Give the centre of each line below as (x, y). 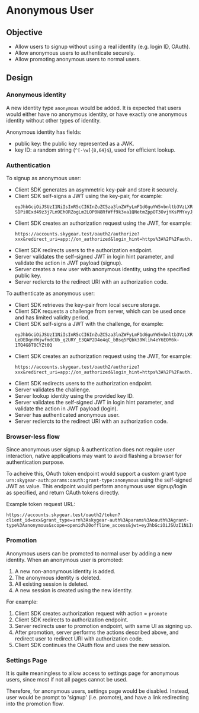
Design (20, 78)
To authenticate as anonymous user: (51, 293)
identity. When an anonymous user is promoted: (65, 560)
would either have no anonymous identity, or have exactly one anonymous (97, 114)
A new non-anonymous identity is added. (65, 571)
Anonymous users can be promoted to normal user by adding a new (89, 553)
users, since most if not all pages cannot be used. (67, 679)
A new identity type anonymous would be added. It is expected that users (94, 108)
